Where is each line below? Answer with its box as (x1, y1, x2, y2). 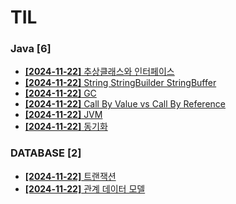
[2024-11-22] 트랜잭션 (24, 170, 117, 182)
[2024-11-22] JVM (24, 109, 103, 121)
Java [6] (10, 42, 52, 56)
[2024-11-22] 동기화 (24, 121, 108, 133)
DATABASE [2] (10, 146, 82, 160)
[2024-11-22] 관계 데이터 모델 (24, 182, 146, 195)
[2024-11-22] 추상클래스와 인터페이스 (24, 66, 175, 78)
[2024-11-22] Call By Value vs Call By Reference (24, 98, 226, 110)
